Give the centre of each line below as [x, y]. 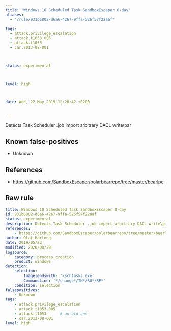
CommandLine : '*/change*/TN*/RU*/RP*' [65, 281]
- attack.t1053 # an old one [51, 314]
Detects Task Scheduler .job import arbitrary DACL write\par [68, 125]
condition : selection [37, 285]
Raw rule [20, 198]
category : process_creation [44, 257]
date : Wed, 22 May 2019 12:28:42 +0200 [48, 102]
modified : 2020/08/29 [28, 247]
